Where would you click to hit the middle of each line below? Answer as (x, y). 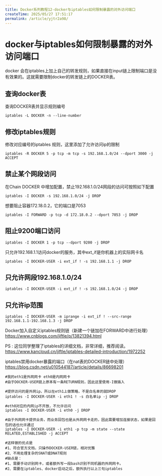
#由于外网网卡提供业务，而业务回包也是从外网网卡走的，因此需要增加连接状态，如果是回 (80, 420)
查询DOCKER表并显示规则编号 (35, 106)
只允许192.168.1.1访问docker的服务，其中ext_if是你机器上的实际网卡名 (74, 252)
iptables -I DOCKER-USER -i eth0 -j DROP (48, 410)
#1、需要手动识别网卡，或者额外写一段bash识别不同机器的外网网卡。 (64, 464)
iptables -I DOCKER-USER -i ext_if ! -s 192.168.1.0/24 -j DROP (72, 289)
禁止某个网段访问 (31, 174)
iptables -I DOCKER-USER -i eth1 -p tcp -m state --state (65, 429)
